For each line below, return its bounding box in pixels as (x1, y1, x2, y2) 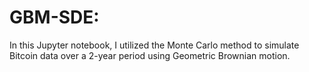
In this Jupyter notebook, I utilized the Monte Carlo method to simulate (9, 39, 300, 51)
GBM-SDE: (9, 6, 100, 29)
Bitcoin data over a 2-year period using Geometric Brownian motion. (9, 49, 291, 61)
